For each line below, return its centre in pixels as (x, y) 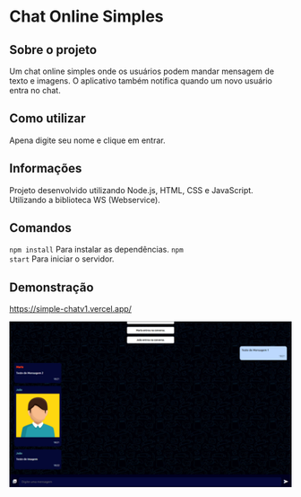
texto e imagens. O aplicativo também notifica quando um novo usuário (141, 81)
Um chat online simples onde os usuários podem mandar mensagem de (142, 71)
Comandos (40, 228)
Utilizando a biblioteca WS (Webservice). (85, 200)
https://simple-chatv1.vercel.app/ (71, 309)
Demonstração (52, 287)
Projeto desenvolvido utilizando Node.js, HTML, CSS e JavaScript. (131, 190)
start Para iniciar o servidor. (62, 259)
